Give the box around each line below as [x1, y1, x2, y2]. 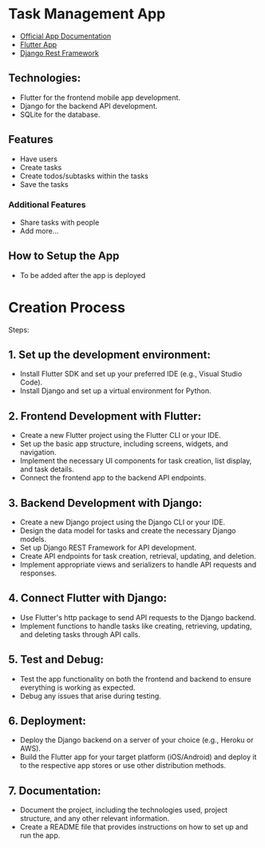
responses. [19, 568, 57, 578]
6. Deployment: [8, 715, 86, 728]
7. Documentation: [8, 784, 101, 798]
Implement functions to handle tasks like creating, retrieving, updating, [19, 621, 252, 631]
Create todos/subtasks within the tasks [19, 171, 149, 181]
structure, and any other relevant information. [19, 814, 170, 823]
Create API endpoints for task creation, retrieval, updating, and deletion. [19, 551, 257, 561]
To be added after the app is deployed [19, 270, 146, 280]
